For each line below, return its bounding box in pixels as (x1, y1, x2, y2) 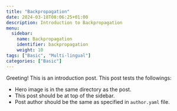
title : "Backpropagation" (6, 8, 70, 15)
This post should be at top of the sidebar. (14, 92, 115, 99)
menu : (6, 25, 19, 31)
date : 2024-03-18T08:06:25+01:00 (6, 14, 88, 20)
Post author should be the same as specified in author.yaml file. (14, 98, 170, 105)
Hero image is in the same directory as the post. (14, 86, 132, 93)
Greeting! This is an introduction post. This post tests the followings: (6, 74, 172, 81)
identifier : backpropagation (17, 42, 88, 48)
